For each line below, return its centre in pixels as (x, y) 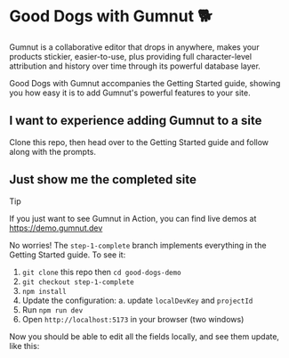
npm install (44, 291)
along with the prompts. (52, 151)
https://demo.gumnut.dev (56, 228)
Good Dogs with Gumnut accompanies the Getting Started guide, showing (145, 83)
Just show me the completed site (103, 179)
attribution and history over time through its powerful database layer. (135, 66)
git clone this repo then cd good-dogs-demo (101, 272)
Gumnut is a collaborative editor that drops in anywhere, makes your (134, 47)
